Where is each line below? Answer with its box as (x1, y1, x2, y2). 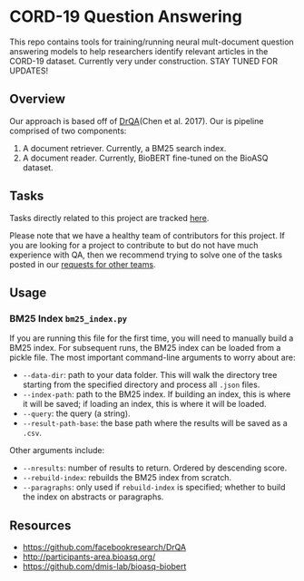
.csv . (22, 428, 43, 439)
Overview (9, 92, 66, 107)
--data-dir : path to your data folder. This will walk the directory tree (22, 370, 278, 381)
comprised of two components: (9, 125, 127, 136)
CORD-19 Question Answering (9, 6, 242, 27)
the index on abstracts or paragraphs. (22, 491, 164, 502)
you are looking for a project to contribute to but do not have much (9, 239, 259, 250)
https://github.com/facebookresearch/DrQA (22, 542, 187, 553)
